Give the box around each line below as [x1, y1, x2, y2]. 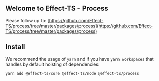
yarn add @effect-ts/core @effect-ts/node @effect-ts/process [5, 71, 139, 76]
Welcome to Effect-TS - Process [5, 4, 109, 13]
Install [5, 43, 25, 51]
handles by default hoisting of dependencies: [5, 61, 100, 67]
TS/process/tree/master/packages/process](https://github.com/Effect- [5, 23, 153, 29]
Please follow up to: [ [5, 17, 50, 23]
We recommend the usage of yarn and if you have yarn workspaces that [5, 56, 154, 62]
